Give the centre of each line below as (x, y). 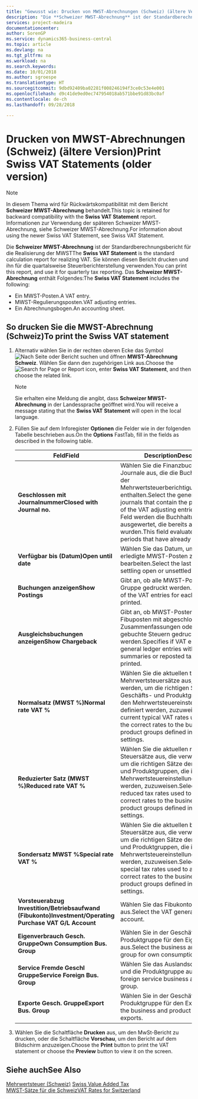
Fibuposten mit (141, 619)
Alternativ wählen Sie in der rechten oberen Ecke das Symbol (89, 351)
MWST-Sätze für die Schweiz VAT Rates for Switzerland (73, 1090)
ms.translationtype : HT (35, 83)
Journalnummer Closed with (58, 503)
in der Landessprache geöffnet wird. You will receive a (113, 405)
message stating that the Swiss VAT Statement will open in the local (98, 411)
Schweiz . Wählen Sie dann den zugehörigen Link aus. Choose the (94, 363)
